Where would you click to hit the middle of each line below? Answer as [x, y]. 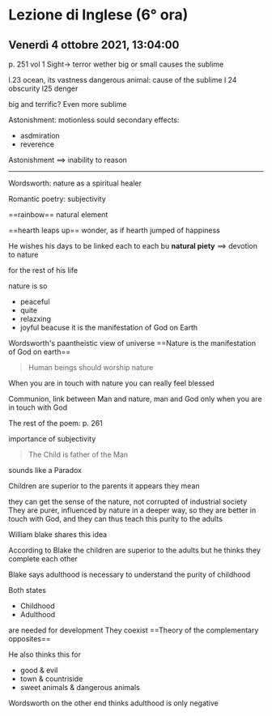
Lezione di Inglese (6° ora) [98, 15]
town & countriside [51, 679]
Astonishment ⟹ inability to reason [68, 160]
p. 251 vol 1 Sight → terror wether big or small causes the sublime [116, 64]
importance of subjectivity [52, 439]
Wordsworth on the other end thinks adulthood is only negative [113, 703]
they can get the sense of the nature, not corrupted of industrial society [128, 501]
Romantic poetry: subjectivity [57, 199]
